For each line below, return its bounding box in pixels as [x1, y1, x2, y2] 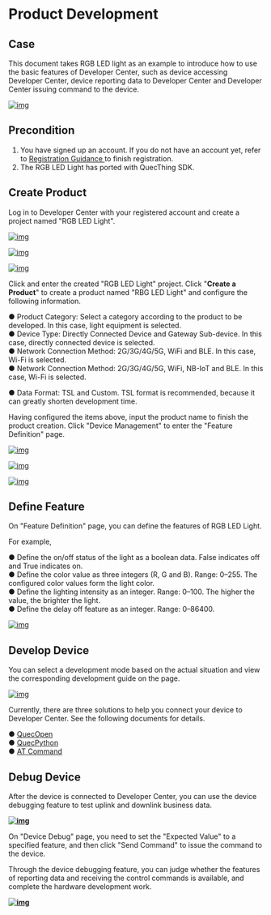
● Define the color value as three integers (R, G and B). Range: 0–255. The [8, 570, 257, 579]
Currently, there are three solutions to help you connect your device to [8, 705, 243, 715]
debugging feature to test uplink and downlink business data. [8, 800, 213, 810]
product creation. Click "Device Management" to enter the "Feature [8, 421, 233, 430]
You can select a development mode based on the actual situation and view [8, 665, 260, 675]
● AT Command [8, 746, 63, 756]
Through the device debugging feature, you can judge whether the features [8, 865, 260, 874]
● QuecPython [8, 738, 59, 748]
